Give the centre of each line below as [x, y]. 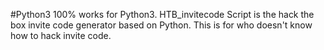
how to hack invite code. [61, 35]
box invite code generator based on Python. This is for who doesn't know [161, 25]
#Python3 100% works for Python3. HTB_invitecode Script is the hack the [162, 14]
